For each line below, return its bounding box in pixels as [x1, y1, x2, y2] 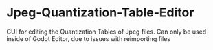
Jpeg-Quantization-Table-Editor [6, 5, 194, 21]
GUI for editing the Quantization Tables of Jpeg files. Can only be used [6, 27, 207, 36]
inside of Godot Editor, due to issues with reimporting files [6, 34, 171, 42]
